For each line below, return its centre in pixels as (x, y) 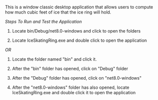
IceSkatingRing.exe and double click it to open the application (74, 92)
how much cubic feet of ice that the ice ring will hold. (58, 12)
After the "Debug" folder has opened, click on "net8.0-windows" (77, 78)
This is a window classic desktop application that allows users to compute (79, 7)
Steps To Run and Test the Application (44, 22)
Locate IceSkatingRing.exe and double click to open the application (79, 40)
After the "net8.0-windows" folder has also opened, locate (71, 87)
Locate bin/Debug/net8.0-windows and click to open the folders (76, 31)
